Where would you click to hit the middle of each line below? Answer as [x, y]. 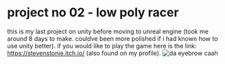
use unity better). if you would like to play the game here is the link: [102, 46]
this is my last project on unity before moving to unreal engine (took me [108, 31]
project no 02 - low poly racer [93, 13]
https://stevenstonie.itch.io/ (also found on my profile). [84, 53]
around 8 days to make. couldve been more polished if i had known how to [113, 38]
